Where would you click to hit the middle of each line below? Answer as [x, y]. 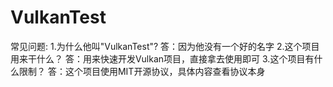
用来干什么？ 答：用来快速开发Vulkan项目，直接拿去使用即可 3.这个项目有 [162, 58]
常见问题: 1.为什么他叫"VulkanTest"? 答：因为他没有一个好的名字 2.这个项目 [165, 46]
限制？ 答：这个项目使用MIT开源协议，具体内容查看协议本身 [142, 71]
